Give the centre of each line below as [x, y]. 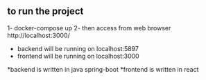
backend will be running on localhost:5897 [78, 48]
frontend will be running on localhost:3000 [78, 56]
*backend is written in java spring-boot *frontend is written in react [103, 69]
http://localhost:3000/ [39, 35]
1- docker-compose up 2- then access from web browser [89, 28]
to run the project [45, 11]
